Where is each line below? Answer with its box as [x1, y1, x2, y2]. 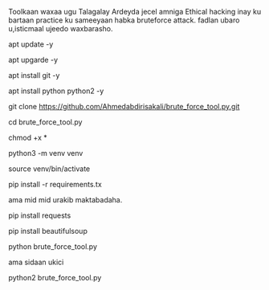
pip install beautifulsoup [8, 227, 88, 235]
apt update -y [8, 39, 54, 49]
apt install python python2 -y [8, 86, 104, 96]
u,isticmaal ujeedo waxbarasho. [8, 24, 114, 33]
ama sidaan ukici [8, 257, 64, 267]
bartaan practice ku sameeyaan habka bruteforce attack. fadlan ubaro [8, 15, 240, 25]
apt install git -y [8, 71, 60, 80]
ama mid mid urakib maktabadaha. [8, 195, 123, 204]
